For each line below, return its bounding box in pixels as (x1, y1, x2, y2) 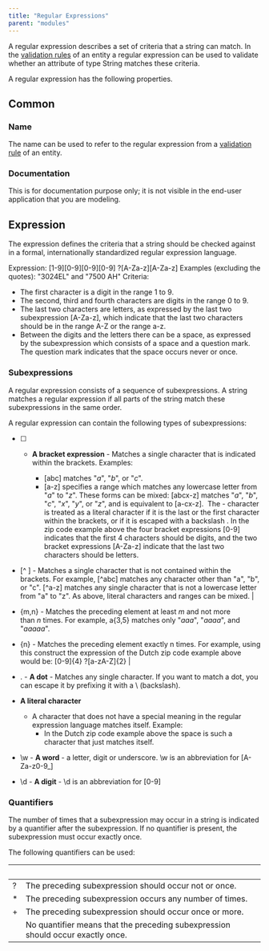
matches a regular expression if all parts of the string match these (8, 394, 226, 404)
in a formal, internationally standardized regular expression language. (8, 248, 237, 258)
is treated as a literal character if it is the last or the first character (43, 507, 260, 517)
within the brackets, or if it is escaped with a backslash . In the (43, 515, 250, 526)
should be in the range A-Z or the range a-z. (19, 322, 167, 331)
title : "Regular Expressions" (8, 11, 110, 20)
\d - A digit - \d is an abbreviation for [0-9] (19, 776, 162, 786)
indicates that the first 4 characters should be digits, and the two (43, 533, 258, 543)
